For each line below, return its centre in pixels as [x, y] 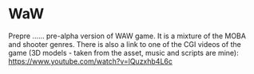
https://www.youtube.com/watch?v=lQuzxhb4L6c [91, 61]
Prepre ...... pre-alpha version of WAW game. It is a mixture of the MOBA [127, 36]
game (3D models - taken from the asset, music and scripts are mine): [123, 53]
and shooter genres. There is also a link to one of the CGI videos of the [125, 44]
